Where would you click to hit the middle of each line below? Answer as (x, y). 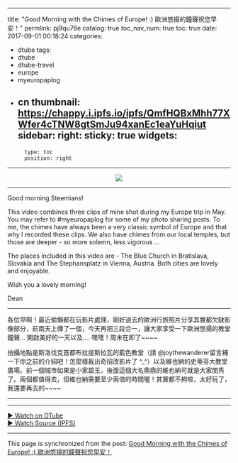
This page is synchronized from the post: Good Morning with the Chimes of (118, 443)
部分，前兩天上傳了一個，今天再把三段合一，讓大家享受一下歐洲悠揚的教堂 (122, 328)
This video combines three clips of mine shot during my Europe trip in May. (117, 212)
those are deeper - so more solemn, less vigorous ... (84, 241)
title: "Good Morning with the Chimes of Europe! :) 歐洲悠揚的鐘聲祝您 (109, 19)
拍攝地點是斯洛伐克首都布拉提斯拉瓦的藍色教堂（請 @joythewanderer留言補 (118, 352)
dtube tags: (34, 50)
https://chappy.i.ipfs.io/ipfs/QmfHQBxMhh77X (124, 113)
